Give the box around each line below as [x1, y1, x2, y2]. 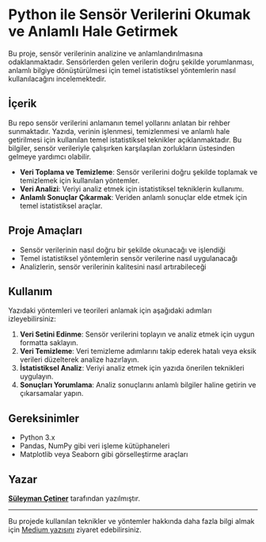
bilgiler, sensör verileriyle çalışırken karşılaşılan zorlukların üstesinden [8, 143, 235, 152]
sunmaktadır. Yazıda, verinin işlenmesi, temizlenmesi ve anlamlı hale [8, 126, 230, 136]
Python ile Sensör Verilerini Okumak [8, 6, 251, 24]
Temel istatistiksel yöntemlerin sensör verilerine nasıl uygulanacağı [19, 253, 237, 263]
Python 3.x [19, 432, 55, 442]
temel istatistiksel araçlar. [19, 201, 103, 210]
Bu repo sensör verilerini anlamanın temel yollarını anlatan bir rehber [8, 117, 231, 128]
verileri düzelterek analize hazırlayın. [19, 355, 139, 364]
